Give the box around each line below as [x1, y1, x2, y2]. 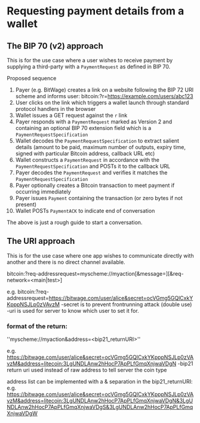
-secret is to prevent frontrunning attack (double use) [61, 301, 192, 308]
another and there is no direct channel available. [7, 258, 125, 265]
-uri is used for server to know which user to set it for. [7, 307, 139, 314]
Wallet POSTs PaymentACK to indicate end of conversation [15, 207, 155, 214]
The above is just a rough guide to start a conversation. [7, 219, 143, 226]
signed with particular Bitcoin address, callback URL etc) [15, 150, 155, 157]
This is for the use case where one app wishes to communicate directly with [7, 252, 194, 259]
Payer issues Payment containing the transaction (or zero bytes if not [15, 195, 183, 201]
